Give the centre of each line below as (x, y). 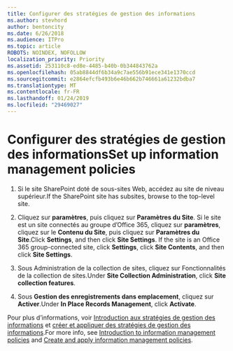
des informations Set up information (113, 154)
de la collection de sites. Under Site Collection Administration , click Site (121, 275)
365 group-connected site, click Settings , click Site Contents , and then (121, 247)
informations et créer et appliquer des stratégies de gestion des (99, 325)
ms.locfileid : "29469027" (45, 105)
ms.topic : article (34, 46)
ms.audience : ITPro (36, 40)
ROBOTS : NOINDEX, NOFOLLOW (47, 53)
